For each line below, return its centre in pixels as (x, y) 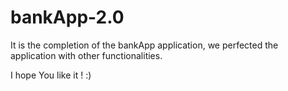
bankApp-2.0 (67, 17)
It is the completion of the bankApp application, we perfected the (144, 45)
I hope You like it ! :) (51, 75)
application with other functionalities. (86, 55)
